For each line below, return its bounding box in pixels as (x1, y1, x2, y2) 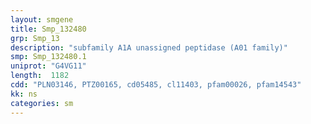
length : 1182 (10, 71, 70, 81)
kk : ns (10, 89, 38, 99)
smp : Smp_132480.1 (10, 52, 87, 62)
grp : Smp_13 (10, 33, 60, 43)
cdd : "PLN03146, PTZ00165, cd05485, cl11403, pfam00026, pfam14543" (10, 80, 302, 90)
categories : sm (10, 98, 74, 108)
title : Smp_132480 (10, 24, 87, 34)
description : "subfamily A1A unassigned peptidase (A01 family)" (10, 42, 288, 53)
